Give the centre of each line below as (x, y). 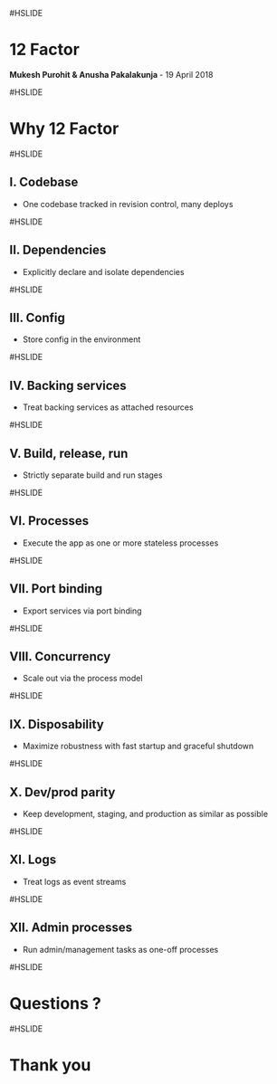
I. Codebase (44, 182)
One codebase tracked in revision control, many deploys (128, 204)
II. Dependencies (58, 250)
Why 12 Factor (64, 129)
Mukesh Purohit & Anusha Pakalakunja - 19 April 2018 (111, 74)
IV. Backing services (68, 385)
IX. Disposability (57, 724)
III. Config (38, 317)
